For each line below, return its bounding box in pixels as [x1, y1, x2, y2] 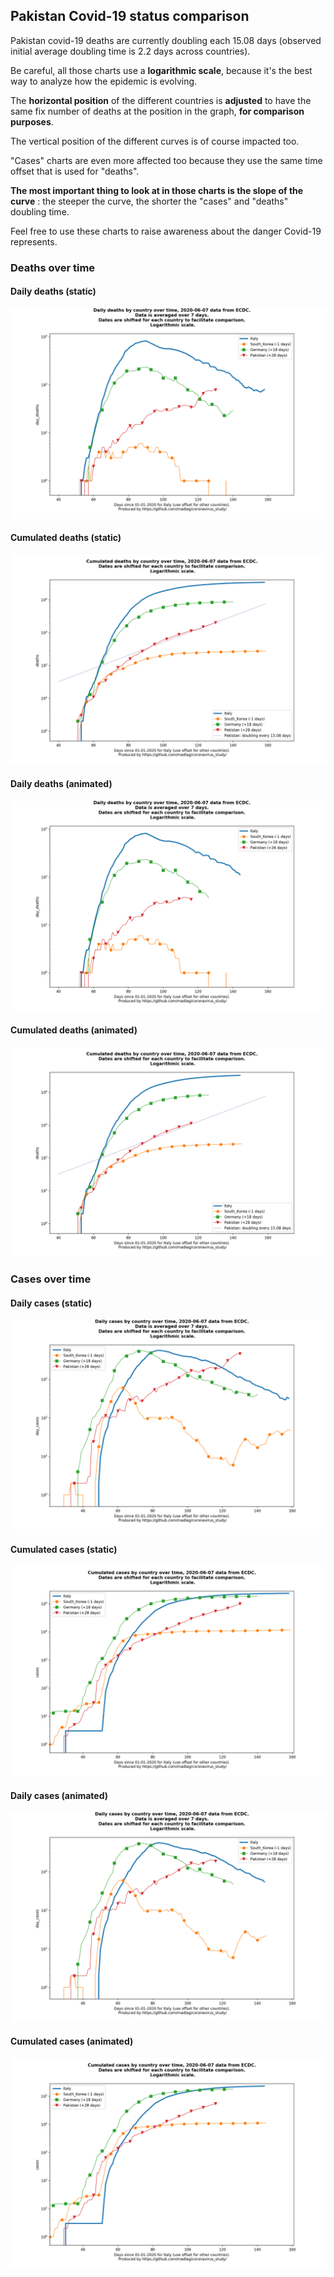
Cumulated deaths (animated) [10, 1024, 138, 1036]
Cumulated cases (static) [10, 1543, 118, 1555]
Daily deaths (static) [10, 285, 97, 298]
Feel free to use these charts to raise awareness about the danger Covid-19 [10, 225, 322, 237]
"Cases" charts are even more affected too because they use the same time [10, 154, 323, 166]
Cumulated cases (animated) [10, 2035, 134, 2048]
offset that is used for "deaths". [10, 165, 140, 177]
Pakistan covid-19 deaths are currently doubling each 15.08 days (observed [10, 34, 322, 46]
